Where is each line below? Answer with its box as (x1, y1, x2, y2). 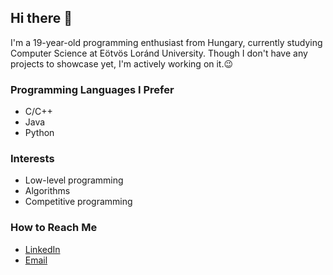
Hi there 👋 (10, 10, 73, 27)
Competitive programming (24, 196, 133, 208)
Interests (10, 152, 55, 166)
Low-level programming (24, 174, 124, 186)
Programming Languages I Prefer (10, 82, 175, 96)
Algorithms (24, 185, 71, 197)
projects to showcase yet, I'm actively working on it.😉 (10, 57, 234, 70)
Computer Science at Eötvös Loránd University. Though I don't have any (10, 47, 308, 59)
